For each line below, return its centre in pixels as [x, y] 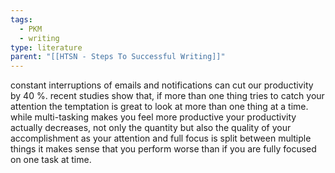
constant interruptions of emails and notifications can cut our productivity [162, 85]
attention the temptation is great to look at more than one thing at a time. [159, 107]
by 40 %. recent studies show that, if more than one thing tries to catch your [167, 96]
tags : [21, 19]
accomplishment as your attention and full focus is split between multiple [161, 138]
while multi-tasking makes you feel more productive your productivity [153, 117]
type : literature [46, 47]
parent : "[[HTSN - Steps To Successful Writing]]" [118, 57]
